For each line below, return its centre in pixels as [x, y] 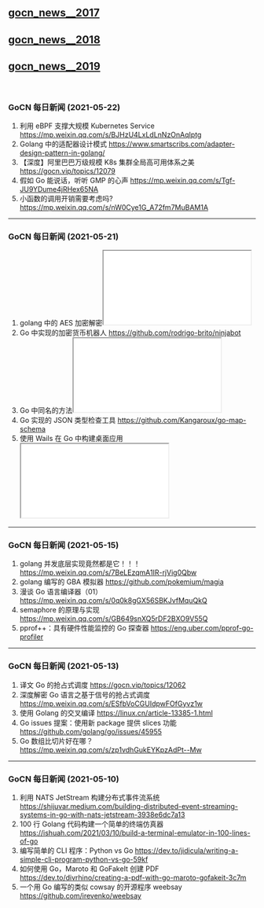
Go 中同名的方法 [46, 410]
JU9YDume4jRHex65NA [59, 189]
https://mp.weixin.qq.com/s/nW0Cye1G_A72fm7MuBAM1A [114, 207]
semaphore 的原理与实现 [59, 610]
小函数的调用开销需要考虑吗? [66, 198]
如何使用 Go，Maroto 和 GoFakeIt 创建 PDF [89, 869]
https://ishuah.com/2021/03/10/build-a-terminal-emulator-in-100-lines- [135, 833]
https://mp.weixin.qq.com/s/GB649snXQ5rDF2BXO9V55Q [114, 619]
